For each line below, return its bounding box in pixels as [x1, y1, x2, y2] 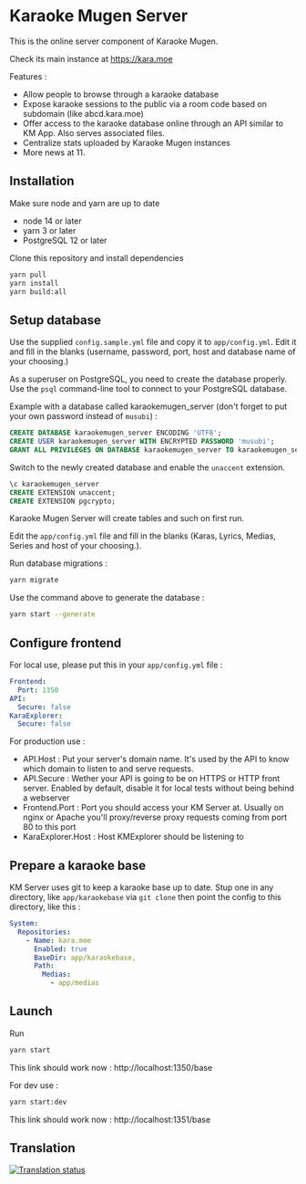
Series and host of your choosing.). [9, 540, 142, 551]
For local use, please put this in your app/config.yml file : [9, 659, 223, 670]
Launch [9, 1003, 53, 1019]
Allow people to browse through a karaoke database [22, 89, 219, 100]
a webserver [22, 792, 70, 803]
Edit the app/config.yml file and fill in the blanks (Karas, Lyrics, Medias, [9, 530, 276, 541]
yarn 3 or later [22, 225, 76, 236]
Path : [33, 961, 55, 970]
